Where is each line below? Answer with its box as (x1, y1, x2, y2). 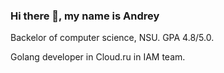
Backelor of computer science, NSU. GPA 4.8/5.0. (10, 32, 215, 44)
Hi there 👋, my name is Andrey (10, 9, 160, 23)
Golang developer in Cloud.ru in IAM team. (10, 51, 186, 63)
